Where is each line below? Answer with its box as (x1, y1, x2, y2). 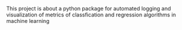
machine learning (6, 18, 50, 24)
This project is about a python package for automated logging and (6, 5, 171, 12)
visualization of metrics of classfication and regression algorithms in (6, 11, 177, 18)
